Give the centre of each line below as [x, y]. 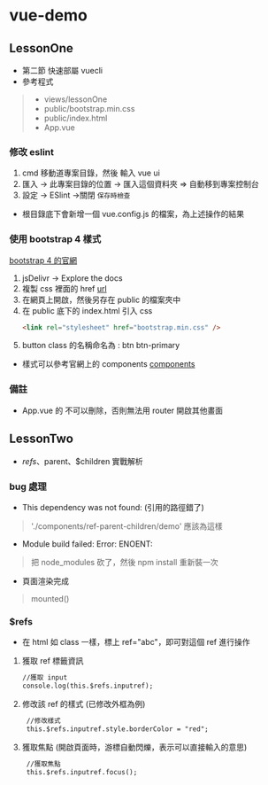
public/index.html [76, 118]
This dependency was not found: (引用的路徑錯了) [113, 507]
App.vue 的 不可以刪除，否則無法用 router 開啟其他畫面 [123, 410]
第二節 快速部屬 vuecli [62, 70]
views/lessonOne [76, 99]
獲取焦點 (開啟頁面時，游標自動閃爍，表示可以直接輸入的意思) [134, 747]
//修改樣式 [43, 720]
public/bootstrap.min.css [89, 109]
